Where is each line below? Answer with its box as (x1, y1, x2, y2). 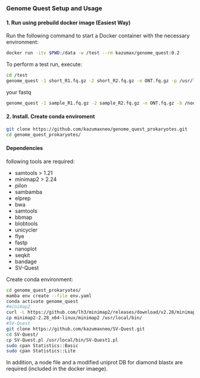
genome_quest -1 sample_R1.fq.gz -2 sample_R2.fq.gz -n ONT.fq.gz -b (6, 100, 183, 106)
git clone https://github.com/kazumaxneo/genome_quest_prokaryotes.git (6, 126, 187, 132)
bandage (14, 258, 37, 265)
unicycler (14, 226, 37, 233)
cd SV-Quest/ (6, 332, 39, 338)
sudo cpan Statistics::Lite (6, 348, 76, 354)
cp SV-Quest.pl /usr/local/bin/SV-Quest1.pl (6, 337, 118, 343)
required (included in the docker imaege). (6, 365, 108, 373)
